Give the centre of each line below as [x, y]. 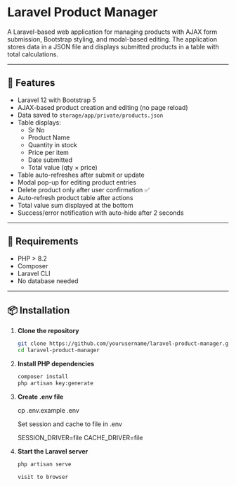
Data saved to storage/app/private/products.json [90, 115]
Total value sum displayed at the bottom [75, 205]
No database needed [48, 281]
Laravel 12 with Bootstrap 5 [57, 100]
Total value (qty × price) [63, 167]
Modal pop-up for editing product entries [77, 182]
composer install [43, 377]
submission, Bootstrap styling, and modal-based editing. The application [112, 39]
